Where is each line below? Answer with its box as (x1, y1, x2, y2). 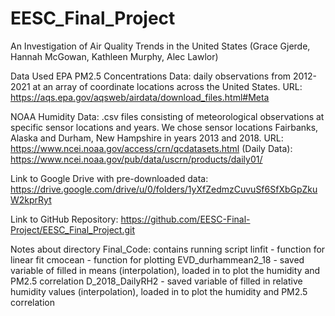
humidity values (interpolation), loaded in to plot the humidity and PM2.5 (10, 285, 308, 297)
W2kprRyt (10, 193, 52, 206)
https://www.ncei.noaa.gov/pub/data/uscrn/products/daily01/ (10, 153, 263, 165)
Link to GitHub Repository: (10, 213, 119, 225)
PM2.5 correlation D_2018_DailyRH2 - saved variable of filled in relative (10, 275, 303, 287)
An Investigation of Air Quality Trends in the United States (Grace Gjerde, (10, 40, 311, 52)
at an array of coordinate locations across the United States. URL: (32, 80, 303, 92)
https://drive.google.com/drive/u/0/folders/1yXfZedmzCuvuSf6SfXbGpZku (10, 183, 318, 195)
